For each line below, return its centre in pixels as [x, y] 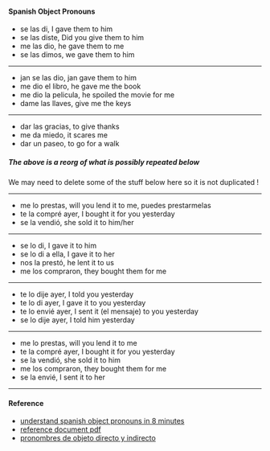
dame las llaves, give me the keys [76, 104]
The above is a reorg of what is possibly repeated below [104, 162]
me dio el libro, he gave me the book [80, 86]
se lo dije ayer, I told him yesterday [77, 320]
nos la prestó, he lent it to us [67, 263]
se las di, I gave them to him [66, 29]
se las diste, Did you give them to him [82, 38]
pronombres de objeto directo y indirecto [88, 438]
